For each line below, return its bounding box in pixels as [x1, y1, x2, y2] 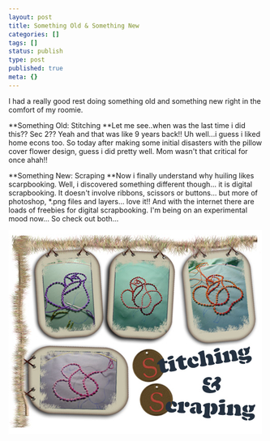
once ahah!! [8, 155, 49, 165]
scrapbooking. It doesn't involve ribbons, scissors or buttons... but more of [8, 187, 258, 198]
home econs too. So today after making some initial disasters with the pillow [8, 138, 263, 148]
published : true [8, 65, 63, 73]
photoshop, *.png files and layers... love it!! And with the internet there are [8, 196, 255, 206]
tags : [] [8, 39, 38, 47]
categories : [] [8, 30, 60, 38]
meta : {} [8, 73, 38, 81]
